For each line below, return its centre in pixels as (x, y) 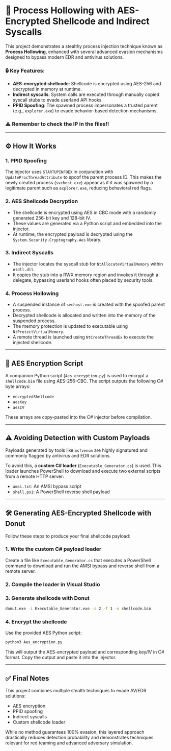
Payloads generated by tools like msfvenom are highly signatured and (76, 450)
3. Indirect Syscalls (30, 253)
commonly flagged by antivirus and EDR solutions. (58, 455)
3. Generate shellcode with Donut (48, 598)
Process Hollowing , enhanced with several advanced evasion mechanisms (84, 52)
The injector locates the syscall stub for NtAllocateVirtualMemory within (88, 264)
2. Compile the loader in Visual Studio (53, 584)
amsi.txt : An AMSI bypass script (47, 486)
